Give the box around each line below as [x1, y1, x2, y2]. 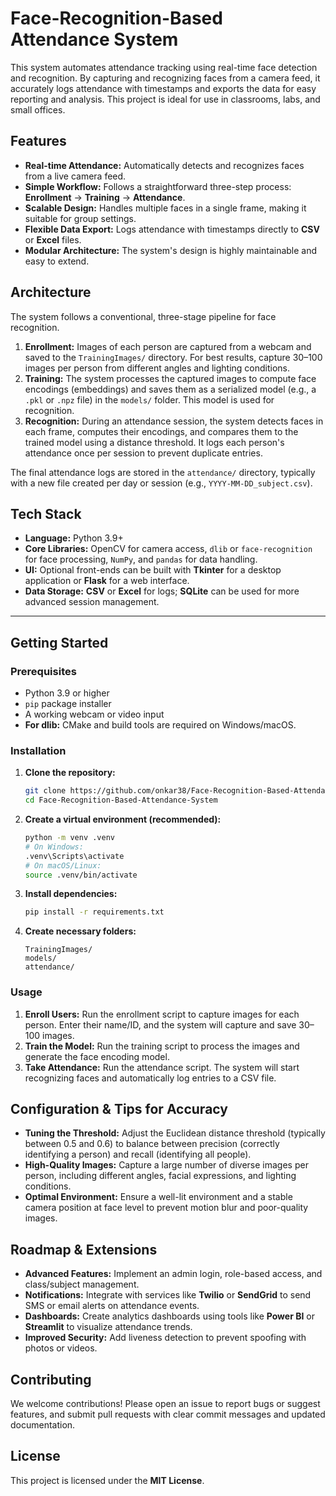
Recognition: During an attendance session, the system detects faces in [24, 415, 324, 427]
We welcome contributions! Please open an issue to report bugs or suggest [10, 1398, 321, 1410]
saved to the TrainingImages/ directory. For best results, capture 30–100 [24, 351, 323, 363]
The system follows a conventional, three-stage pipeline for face [10, 310, 277, 322]
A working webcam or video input [24, 708, 165, 721]
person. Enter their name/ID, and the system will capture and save [24, 1018, 297, 1031]
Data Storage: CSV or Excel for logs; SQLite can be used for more [24, 585, 300, 597]
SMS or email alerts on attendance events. [24, 1300, 200, 1312]
